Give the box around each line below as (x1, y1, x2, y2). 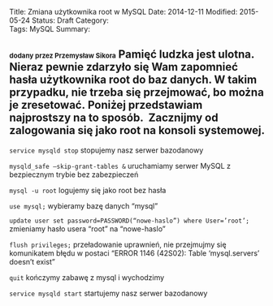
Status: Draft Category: (32, 15, 109, 25)
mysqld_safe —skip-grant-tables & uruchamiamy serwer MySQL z (9, 161, 231, 170)
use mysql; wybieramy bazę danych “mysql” (9, 200, 158, 210)
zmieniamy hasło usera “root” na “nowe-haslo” (9, 223, 166, 234)
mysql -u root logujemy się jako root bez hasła (9, 185, 167, 195)
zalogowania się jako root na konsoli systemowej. (9, 123, 266, 137)
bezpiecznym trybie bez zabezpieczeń (9, 170, 139, 179)
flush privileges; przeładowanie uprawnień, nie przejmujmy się (9, 239, 227, 249)
